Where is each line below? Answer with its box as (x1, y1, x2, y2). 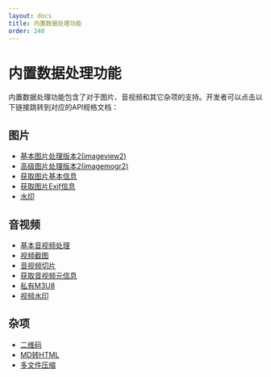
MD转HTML (19, 350, 60, 359)
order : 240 (8, 27, 45, 35)
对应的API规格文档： (50, 103, 119, 112)
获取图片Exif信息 (19, 182, 76, 191)
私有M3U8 (19, 280, 56, 291)
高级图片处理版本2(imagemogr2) (19, 161, 129, 171)
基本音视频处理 (19, 240, 70, 250)
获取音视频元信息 (19, 270, 77, 280)
